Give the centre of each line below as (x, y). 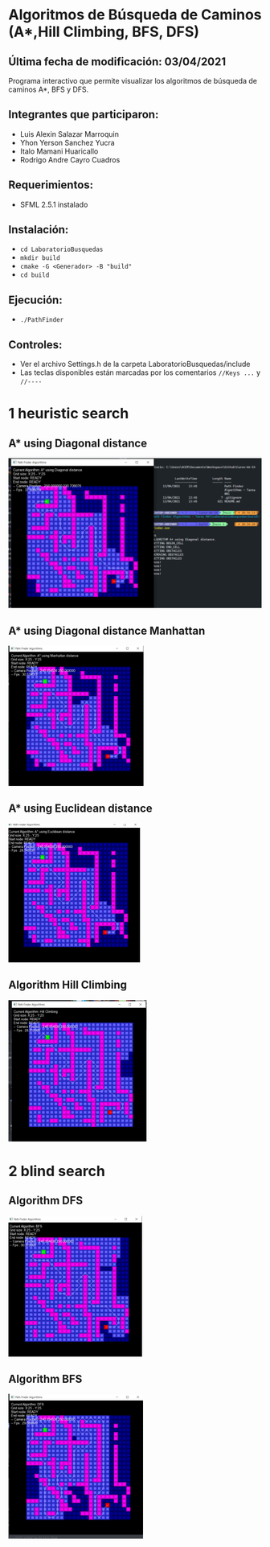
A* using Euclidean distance (80, 809)
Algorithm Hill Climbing (67, 985)
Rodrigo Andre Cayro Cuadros (70, 159)
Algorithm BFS (45, 1379)
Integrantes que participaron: (84, 115)
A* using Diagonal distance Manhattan (107, 630)
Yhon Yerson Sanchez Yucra (67, 142)
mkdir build (40, 258)
